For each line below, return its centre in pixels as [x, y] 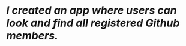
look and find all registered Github [93, 23]
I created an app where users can [91, 10]
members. [32, 36]
